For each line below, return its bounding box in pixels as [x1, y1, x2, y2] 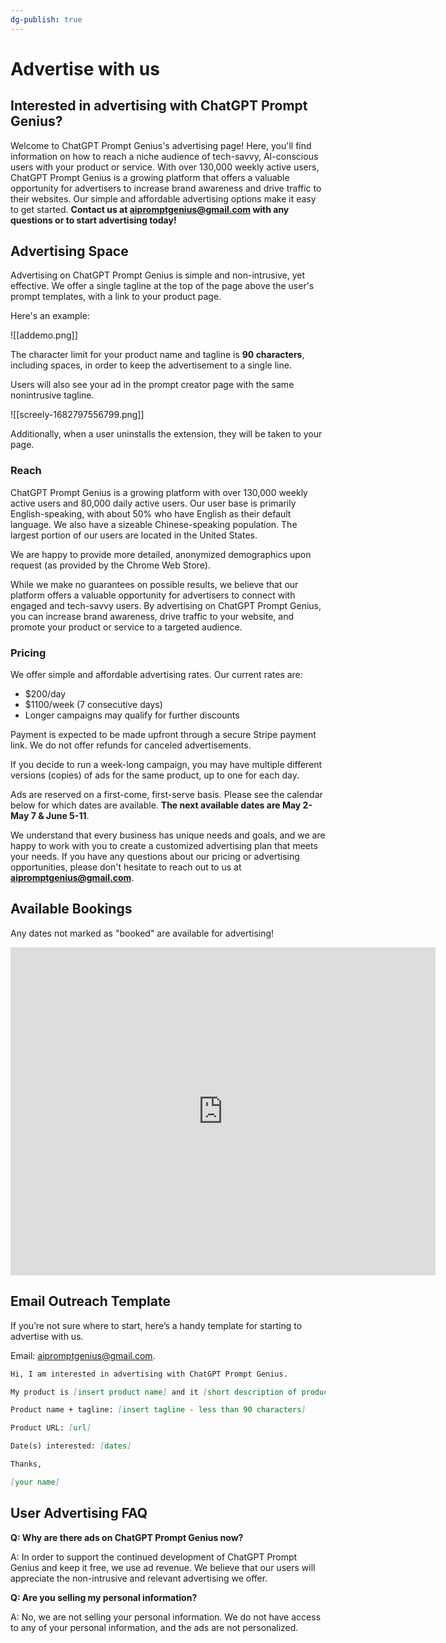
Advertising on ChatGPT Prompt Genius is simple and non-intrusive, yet [10, 269, 306, 281]
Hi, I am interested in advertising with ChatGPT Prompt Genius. [10, 1369, 288, 1379]
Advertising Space [10, 243, 129, 260]
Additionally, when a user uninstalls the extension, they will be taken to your [10, 428, 323, 440]
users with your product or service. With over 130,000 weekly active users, [10, 161, 320, 173]
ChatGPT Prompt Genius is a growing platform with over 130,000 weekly [10, 486, 308, 498]
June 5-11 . [45, 810, 90, 822]
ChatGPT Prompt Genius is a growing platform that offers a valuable [10, 171, 290, 183]
